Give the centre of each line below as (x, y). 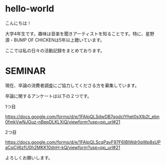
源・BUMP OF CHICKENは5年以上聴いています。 (55, 40)
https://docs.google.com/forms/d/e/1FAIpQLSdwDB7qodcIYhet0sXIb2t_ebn (83, 116)
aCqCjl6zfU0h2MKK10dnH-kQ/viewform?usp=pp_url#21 (63, 147)
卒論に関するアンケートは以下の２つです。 (48, 96)
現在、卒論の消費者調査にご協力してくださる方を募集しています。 (72, 85)
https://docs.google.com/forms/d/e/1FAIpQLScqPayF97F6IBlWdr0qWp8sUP (83, 142)
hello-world (30, 9)
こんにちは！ (18, 23)
